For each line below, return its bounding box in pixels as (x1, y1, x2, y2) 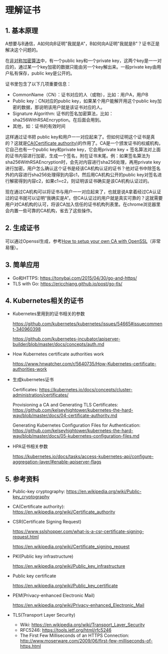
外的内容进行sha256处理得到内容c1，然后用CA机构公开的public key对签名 (5, 172, 158, 177)
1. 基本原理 (5, 26, 39, 35)
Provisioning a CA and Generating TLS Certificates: (12, 402, 119, 408)
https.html (20, 643, 41, 649)
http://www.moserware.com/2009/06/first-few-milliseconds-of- (20, 638, 153, 644)
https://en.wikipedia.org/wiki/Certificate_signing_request (12, 544, 130, 550)
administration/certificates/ (12, 392, 69, 398)
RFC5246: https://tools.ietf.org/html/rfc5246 (20, 627, 112, 633)
